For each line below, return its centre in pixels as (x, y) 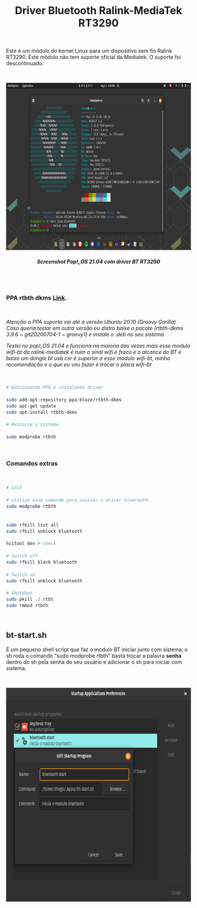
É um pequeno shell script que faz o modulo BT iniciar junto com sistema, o (97, 649)
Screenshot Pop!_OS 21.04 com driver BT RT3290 (98, 262)
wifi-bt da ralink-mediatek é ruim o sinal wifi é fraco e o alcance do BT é (94, 352)
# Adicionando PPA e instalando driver (55, 388)
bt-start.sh (26, 635)
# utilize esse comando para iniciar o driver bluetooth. (78, 500)
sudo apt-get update (31, 406)
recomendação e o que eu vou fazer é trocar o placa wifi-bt (79, 364)
